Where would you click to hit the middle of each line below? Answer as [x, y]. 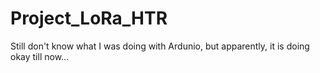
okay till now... [40, 56]
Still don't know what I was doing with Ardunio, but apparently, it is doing [160, 46]
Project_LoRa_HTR [89, 18]
